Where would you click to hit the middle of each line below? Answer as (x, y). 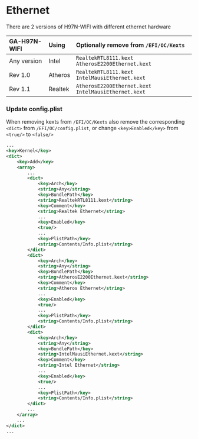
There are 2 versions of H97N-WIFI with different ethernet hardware (88, 27)
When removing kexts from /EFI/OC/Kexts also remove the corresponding (95, 122)
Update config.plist (34, 109)
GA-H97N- (26, 41)
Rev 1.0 (20, 75)
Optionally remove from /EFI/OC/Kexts (130, 45)
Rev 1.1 (20, 89)
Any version (26, 61)
